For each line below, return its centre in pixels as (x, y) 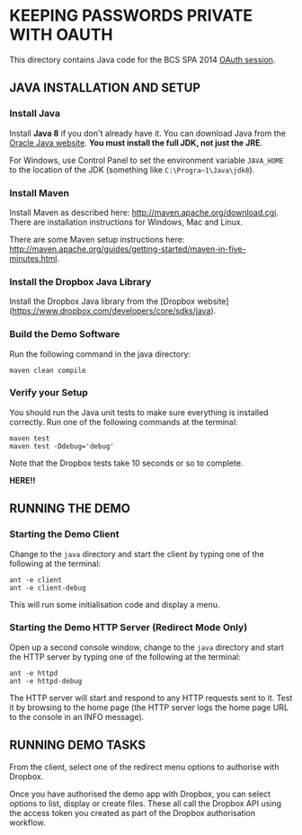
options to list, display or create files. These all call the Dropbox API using (145, 803)
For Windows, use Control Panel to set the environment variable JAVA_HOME (147, 160)
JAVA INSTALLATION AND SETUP (105, 88)
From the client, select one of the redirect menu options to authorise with (144, 767)
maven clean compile (48, 370)
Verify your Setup (49, 393)
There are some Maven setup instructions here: (97, 239)
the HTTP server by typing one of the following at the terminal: (125, 656)
